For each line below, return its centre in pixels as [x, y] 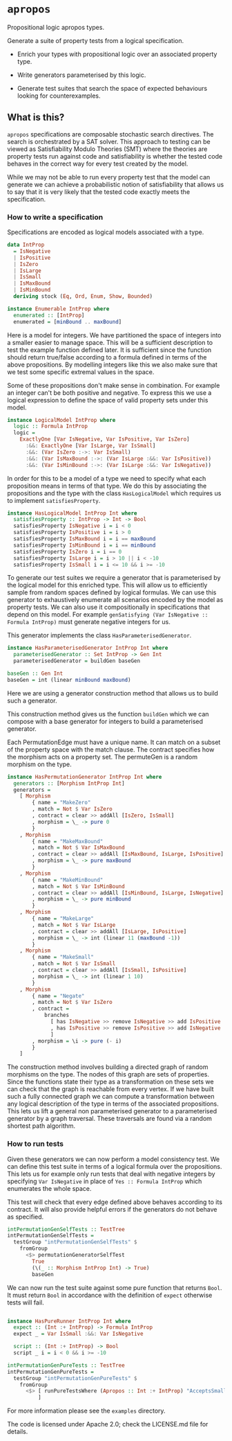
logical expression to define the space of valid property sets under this [108, 400]
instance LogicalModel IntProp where [61, 420]
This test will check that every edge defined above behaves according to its [115, 1202]
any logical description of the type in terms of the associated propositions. [113, 1104]
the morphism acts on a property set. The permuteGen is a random [103, 757]
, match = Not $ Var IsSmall [74, 964]
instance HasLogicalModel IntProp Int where [72, 513]
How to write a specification [55, 217]
